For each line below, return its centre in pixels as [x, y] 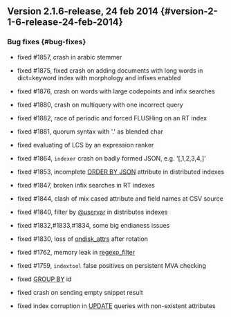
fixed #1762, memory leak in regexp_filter [76, 252]
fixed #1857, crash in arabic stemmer [70, 57]
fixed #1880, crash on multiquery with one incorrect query [100, 105]
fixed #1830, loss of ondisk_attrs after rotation [83, 239]
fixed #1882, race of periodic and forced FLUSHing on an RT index [112, 118]
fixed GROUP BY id [44, 279]
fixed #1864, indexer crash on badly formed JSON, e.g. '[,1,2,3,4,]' [111, 158]
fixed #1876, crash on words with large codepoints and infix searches [116, 91]
